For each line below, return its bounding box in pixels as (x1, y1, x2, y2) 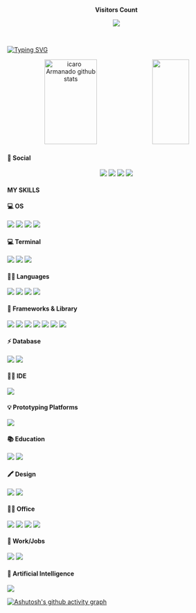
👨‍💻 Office (7, 505, 35, 513)
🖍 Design (7, 470, 36, 478)
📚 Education (7, 434, 45, 443)
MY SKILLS (7, 186, 40, 194)
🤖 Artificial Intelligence (7, 569, 75, 578)
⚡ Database (7, 337, 42, 345)
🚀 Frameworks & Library (7, 304, 78, 313)
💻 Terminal (7, 237, 42, 245)
